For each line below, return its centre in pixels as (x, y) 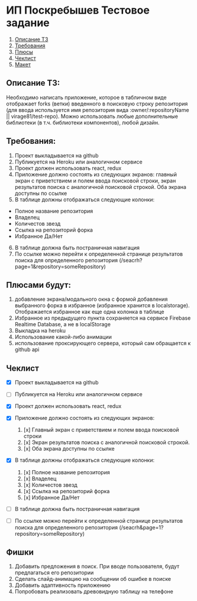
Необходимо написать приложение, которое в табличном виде (86, 97)
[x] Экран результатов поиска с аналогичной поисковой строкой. (107, 442)
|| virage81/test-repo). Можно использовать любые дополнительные (92, 116)
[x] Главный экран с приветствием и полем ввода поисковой (101, 430)
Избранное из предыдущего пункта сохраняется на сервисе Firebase (103, 318)
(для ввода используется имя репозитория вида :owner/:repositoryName (98, 110)
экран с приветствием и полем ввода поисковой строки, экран (95, 181)
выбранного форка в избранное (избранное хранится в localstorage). (102, 306)
